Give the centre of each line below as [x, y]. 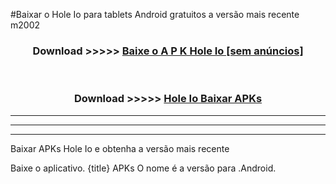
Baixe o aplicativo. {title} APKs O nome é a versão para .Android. [143, 168]
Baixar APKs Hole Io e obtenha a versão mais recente [120, 148]
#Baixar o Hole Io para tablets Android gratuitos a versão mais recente [155, 14]
